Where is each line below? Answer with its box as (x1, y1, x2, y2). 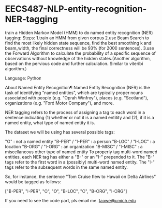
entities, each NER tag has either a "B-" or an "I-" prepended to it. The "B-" (5, 154, 155, 160)
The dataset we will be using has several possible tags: (5, 129, 115, 135)
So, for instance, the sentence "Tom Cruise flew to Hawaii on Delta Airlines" (5, 174, 156, 179)
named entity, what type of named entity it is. (5, 120, 95, 126)
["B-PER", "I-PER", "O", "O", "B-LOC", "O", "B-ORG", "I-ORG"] (5, 188, 127, 194)
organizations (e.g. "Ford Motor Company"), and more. (5, 100, 114, 106)
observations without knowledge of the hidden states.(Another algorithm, (5, 55, 151, 61)
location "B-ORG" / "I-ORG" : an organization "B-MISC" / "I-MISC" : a (5, 144, 143, 149)
